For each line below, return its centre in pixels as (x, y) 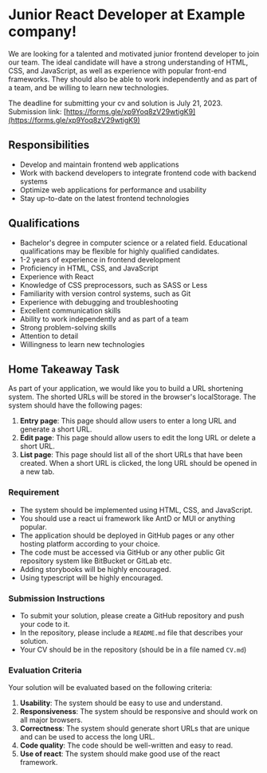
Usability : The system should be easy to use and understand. (121, 703)
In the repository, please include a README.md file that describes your (131, 633)
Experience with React (57, 276)
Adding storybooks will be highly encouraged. (95, 569)
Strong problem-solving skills (68, 327)
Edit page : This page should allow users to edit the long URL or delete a (138, 438)
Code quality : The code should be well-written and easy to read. (126, 745)
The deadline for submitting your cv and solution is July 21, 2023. (116, 103)
